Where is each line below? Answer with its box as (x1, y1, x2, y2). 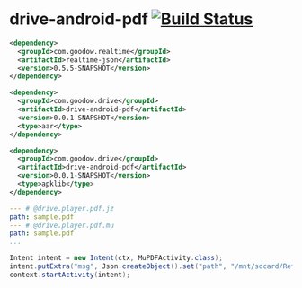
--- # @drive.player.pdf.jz (9, 204, 115, 213)
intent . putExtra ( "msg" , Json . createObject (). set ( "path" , (9, 262, 227, 271)
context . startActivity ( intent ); (9, 270, 130, 279)
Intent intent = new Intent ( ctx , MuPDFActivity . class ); (9, 254, 223, 263)
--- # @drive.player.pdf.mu (9, 221, 115, 230)
